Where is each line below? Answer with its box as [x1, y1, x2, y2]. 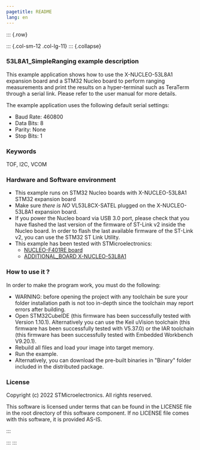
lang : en [6, 14, 28, 20]
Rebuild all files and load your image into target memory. [14, 343, 154, 351]
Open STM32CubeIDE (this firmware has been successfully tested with [14, 312, 191, 319]
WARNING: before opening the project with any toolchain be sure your [14, 293, 189, 300]
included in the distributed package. [14, 363, 104, 370]
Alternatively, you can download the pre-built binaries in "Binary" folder [14, 357, 192, 364]
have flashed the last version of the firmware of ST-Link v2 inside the [14, 221, 186, 228]
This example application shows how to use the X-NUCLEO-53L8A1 [6, 71, 173, 78]
